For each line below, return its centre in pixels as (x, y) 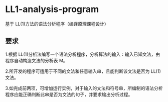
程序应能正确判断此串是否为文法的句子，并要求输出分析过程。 (69, 94)
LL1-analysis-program (52, 9)
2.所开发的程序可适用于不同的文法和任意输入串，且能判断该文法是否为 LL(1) (83, 71)
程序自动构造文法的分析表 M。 (36, 60)
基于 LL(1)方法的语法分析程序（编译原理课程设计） (57, 24)
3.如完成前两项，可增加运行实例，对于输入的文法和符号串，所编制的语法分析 (84, 88)
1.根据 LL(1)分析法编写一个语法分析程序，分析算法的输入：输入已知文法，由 (83, 54)
